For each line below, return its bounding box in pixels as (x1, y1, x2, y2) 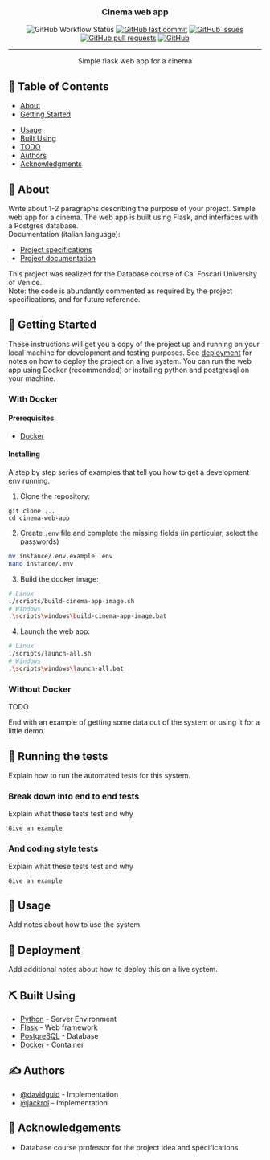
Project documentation (19, 253, 96, 263)
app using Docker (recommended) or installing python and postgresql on (8, 365, 250, 374)
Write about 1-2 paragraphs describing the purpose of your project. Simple (8, 203, 256, 213)
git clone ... (8, 507, 56, 516)
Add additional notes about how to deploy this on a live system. (8, 965, 219, 974)
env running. (8, 476, 51, 486)
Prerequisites (8, 413, 55, 423)
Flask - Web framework (19, 1023, 98, 1032)
